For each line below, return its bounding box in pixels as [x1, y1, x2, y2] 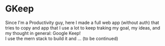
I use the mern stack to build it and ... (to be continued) [5, 35, 118, 41]
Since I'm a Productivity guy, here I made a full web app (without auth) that [5, 19, 159, 25]
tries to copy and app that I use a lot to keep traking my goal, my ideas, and [5, 24, 160, 30]
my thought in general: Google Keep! [5, 30, 81, 36]
